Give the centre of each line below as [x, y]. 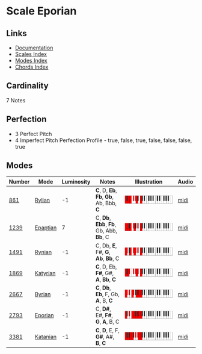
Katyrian [45, 273]
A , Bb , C [106, 279]
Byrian [43, 294]
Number [19, 181]
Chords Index [32, 67]
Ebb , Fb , [106, 225]
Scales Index [31, 54]
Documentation [34, 48]
